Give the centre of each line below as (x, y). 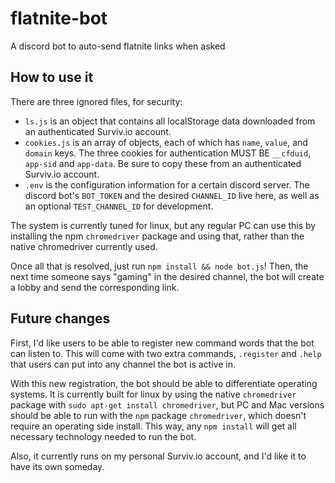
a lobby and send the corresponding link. (95, 287)
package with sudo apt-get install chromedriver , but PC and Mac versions (167, 404)
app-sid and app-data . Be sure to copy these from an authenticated (163, 163)
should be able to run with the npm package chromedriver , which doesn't (158, 415)
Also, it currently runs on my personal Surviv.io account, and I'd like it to (158, 456)
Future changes (60, 318)
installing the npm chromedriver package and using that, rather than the (157, 236)
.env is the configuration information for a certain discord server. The (167, 184)
